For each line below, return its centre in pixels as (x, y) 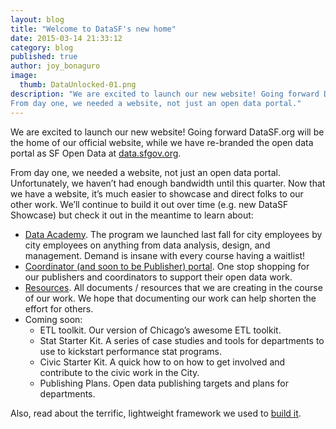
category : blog (42, 47)
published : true (44, 57)
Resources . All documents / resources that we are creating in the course (173, 287)
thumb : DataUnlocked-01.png (78, 85)
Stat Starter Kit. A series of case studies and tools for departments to (182, 340)
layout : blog (37, 19)
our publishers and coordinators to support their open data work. (158, 277)
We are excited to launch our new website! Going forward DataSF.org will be (167, 132)
